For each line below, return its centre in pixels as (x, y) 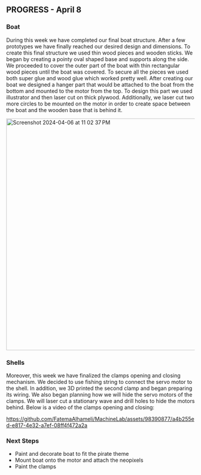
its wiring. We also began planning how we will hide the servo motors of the (99, 394)
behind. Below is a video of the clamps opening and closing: (80, 407)
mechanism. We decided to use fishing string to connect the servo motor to (99, 382)
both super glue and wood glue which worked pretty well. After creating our (100, 78)
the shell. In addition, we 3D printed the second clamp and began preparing (99, 388)
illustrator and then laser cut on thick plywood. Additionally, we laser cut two (100, 97)
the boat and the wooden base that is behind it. (64, 110)
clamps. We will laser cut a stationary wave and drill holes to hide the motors (100, 401)
